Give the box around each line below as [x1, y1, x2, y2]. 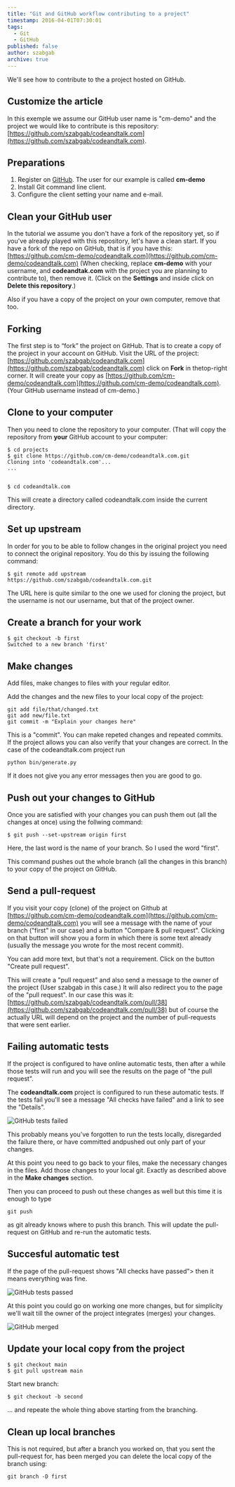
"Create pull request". [7, 962, 70, 971]
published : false [7, 43, 58, 50]
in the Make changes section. [7, 1173, 94, 1182]
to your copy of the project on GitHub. [7, 865, 117, 874]
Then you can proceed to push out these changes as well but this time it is [7, 1187, 222, 1195]
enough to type [7, 1194, 52, 1203]
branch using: [7, 1460, 48, 1468]
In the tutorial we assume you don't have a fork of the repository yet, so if [7, 229, 220, 238]
